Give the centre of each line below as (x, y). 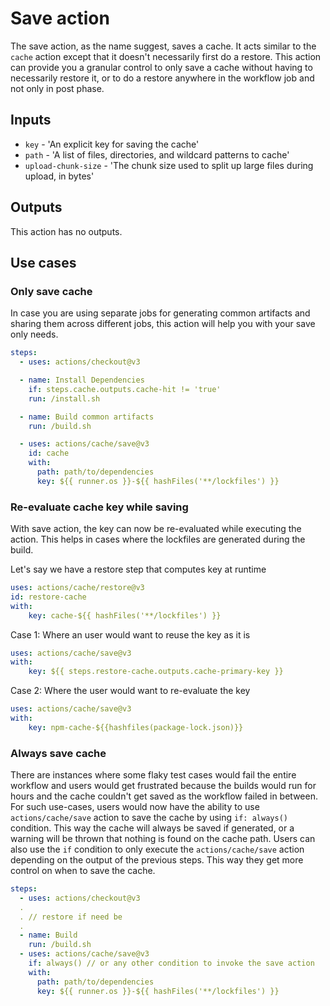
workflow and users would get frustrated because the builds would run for (163, 786)
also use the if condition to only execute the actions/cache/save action (157, 849)
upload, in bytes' (59, 176)
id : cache (49, 453)
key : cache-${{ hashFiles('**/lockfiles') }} (125, 615)
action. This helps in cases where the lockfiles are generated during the (158, 539)
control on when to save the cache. (83, 871)
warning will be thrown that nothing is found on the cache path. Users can (163, 839)
